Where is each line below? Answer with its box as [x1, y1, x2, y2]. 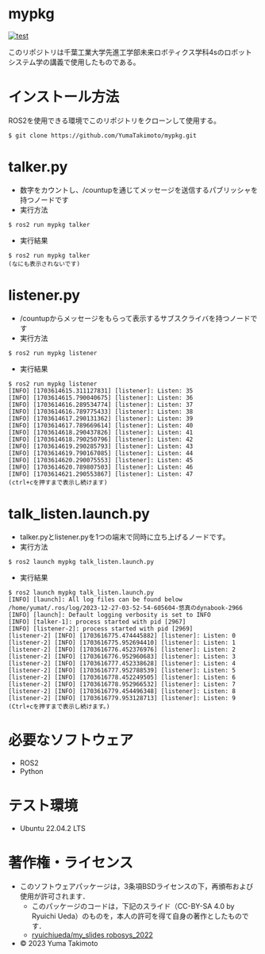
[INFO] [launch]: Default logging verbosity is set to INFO [8, 611, 212, 619]
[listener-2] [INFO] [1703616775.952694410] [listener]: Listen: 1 [8, 638, 236, 646]
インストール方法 [8, 88, 120, 106]
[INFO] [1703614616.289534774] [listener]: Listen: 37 [8, 400, 194, 408]
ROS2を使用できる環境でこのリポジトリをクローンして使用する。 [8, 116, 221, 125]
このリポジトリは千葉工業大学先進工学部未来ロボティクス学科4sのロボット [8, 47, 252, 56]
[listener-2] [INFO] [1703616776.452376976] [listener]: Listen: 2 [8, 646, 236, 653]
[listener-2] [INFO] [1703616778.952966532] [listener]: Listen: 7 [8, 680, 236, 688]
